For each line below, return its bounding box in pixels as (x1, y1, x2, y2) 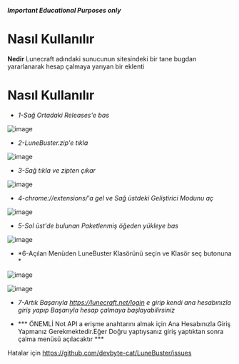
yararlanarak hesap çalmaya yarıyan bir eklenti (7, 62, 145, 71)
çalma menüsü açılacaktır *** (17, 335, 105, 343)
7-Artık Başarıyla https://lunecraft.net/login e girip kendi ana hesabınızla (17, 298, 232, 306)
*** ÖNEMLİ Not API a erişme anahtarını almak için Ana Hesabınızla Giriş (17, 319, 231, 328)
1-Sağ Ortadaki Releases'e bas (17, 111, 109, 119)
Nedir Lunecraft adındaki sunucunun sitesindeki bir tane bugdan (7, 54, 197, 63)
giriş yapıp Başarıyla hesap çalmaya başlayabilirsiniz (17, 305, 176, 314)
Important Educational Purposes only (7, 6, 121, 14)
